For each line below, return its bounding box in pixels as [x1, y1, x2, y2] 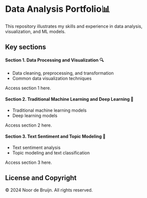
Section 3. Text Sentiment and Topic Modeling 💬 [5, 133, 106, 139]
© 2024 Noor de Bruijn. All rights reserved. [5, 187, 93, 193]
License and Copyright [5, 174, 77, 182]
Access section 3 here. [5, 159, 52, 165]
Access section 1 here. [5, 85, 51, 91]
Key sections [5, 43, 46, 52]
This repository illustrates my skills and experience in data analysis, [5, 23, 143, 29]
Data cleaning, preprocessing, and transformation [12, 70, 114, 76]
